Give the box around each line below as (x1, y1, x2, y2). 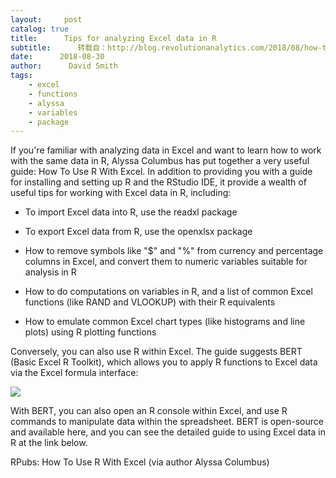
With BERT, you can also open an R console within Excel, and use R (10, 405, 288, 417)
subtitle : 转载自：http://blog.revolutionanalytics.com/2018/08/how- (10, 42, 323, 53)
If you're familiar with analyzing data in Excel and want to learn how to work (10, 144, 322, 156)
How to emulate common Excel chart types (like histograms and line (24, 316, 306, 328)
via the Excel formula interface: (10, 367, 139, 379)
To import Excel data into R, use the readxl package (24, 206, 238, 218)
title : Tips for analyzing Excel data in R (10, 33, 217, 43)
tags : (10, 71, 33, 81)
